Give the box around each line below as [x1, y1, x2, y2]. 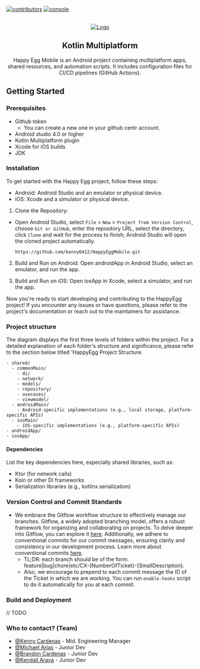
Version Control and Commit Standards [6, 498, 122, 506]
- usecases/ [17, 391, 46, 398]
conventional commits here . [14, 549, 83, 556]
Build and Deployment [6, 595, 71, 604]
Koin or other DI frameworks [14, 476, 85, 484]
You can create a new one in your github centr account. [23, 124, 161, 131]
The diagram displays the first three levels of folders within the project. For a [6, 336, 193, 343]
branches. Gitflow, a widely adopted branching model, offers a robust [14, 517, 185, 524]
